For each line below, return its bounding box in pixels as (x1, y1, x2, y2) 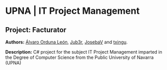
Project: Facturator (5, 26, 67, 34)
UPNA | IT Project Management (5, 5, 140, 17)
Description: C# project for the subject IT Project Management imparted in (5, 49, 162, 55)
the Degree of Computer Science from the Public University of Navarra (5, 54, 154, 60)
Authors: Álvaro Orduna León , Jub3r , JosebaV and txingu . (5, 39, 128, 45)
